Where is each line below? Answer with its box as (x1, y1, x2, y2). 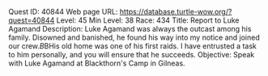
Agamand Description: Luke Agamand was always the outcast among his (8, 24, 252, 33)
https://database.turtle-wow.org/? (119, 7, 232, 16)
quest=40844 (8, 15, 55, 25)
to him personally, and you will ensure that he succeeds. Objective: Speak (8, 50, 255, 59)
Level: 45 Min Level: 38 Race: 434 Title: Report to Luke (56, 15, 240, 25)
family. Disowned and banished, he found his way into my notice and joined (8, 32, 261, 42)
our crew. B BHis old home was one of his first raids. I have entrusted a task (8, 41, 257, 51)
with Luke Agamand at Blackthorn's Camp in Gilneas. (8, 58, 185, 68)
